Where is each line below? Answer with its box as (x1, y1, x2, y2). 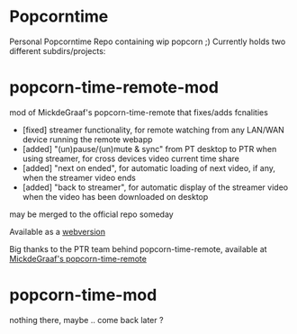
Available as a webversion (9, 226, 106, 237)
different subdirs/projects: (9, 45, 106, 56)
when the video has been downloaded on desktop (22, 191, 209, 202)
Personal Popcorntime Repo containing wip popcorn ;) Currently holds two (9, 36, 286, 47)
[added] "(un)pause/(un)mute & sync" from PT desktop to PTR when (22, 143, 277, 154)
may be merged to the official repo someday (9, 209, 174, 220)
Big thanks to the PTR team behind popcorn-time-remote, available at (9, 243, 267, 254)
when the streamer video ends (22, 172, 137, 183)
